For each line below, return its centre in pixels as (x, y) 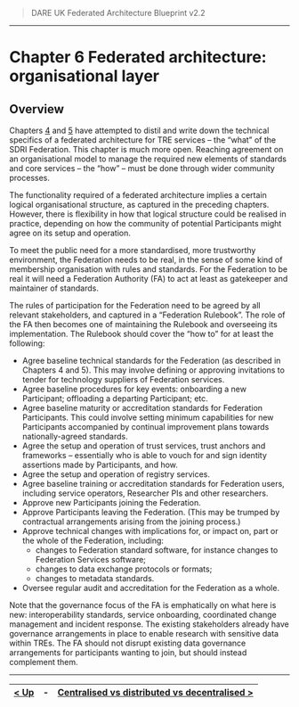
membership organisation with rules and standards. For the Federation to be (149, 269)
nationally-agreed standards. (75, 436)
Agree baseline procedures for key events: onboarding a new (134, 389)
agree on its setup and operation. (70, 233)
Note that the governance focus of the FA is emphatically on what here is (143, 605)
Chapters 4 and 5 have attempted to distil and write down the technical (139, 130)
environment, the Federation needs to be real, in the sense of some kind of (146, 259)
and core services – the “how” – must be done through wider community (142, 168)
